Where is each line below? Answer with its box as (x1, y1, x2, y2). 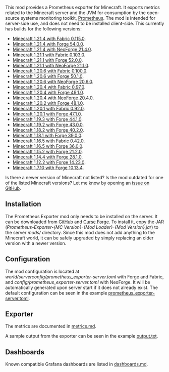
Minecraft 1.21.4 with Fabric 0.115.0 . (12, 35, 86, 42)
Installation (5, 200, 41, 209)
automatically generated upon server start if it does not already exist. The (5, 284, 158, 291)
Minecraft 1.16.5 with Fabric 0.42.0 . (12, 138, 85, 144)
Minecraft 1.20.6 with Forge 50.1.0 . (12, 73, 84, 79)
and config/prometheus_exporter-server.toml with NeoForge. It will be (5, 279, 150, 285)
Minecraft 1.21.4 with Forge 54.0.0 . (12, 41, 85, 47)
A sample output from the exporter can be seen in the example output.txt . (5, 333, 158, 339)
